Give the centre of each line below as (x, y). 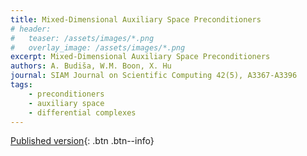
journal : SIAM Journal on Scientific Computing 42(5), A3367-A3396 (154, 76)
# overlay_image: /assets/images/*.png (98, 47)
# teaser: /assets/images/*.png (82, 38)
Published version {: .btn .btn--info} (82, 141)
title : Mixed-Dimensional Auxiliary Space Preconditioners (136, 19)
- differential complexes (82, 112)
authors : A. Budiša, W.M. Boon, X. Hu (91, 66)
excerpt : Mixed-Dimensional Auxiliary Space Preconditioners (140, 57)
